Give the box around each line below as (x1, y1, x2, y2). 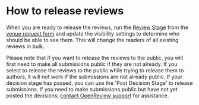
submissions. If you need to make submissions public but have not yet (6, 85, 178, 93)
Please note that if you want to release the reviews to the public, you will (6, 54, 183, 61)
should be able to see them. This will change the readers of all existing (6, 36, 179, 43)
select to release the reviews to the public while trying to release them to (6, 66, 184, 74)
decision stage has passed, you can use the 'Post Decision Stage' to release (6, 79, 193, 87)
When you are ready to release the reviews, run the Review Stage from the (6, 24, 189, 31)
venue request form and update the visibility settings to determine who (6, 30, 180, 37)
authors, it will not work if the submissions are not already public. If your (6, 73, 183, 80)
